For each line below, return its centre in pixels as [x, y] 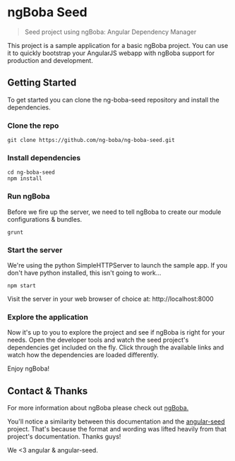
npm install [25, 179]
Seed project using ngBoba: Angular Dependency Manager [110, 32]
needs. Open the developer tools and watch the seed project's [98, 340]
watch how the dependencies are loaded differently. [83, 355]
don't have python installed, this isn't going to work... [84, 273]
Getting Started [42, 83]
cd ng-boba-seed [31, 173]
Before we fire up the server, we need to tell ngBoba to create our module [114, 212]
